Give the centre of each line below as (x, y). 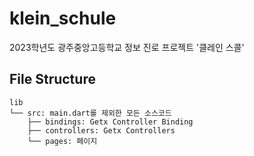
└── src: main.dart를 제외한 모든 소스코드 (90, 113)
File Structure (52, 79)
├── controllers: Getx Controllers (101, 130)
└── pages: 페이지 (62, 141)
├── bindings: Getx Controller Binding (110, 122)
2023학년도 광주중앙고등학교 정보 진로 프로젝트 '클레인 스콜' (127, 47)
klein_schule (63, 18)
